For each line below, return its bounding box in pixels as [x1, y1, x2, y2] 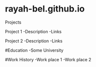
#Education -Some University [5, 47, 64, 53]
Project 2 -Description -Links [5, 38, 63, 44]
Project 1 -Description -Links [5, 28, 62, 34]
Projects [5, 19, 22, 25]
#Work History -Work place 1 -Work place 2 [5, 56, 92, 62]
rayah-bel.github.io [5, 3, 85, 14]
